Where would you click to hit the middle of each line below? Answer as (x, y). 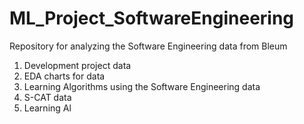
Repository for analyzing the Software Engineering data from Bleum (148, 46)
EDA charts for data (64, 76)
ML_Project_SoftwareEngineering (152, 18)
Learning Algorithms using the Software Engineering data (142, 86)
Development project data (77, 65)
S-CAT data (47, 97)
